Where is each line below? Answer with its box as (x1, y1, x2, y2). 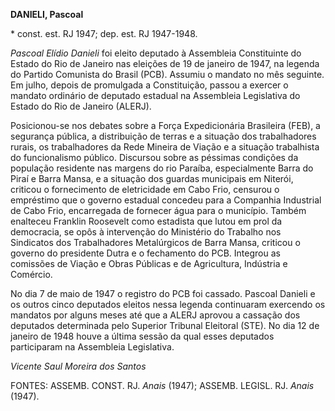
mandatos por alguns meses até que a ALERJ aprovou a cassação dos (10, 309, 301, 321)
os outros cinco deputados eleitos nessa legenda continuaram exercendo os (10, 299, 326, 310)
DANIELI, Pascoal (10, 9, 84, 20)
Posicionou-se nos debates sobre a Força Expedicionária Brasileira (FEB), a (10, 120, 321, 131)
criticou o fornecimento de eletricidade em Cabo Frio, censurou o (10, 184, 280, 195)
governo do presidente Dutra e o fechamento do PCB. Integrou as (10, 247, 281, 259)
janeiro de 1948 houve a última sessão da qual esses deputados (10, 330, 275, 342)
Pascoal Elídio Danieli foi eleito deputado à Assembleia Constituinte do (10, 47, 302, 59)
